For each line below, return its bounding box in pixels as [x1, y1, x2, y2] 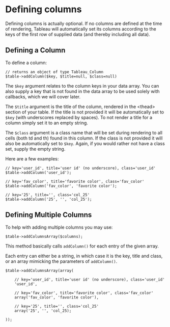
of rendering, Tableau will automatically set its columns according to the [5, 25, 156, 32]
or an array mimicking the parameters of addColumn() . [5, 258, 118, 264]
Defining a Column [5, 46, 66, 54]
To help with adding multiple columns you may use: [5, 224, 113, 230]
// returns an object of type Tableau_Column [5, 69, 103, 74]
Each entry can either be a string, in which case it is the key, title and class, [5, 253, 163, 259]
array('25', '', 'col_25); [14, 308, 72, 313]
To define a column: [5, 60, 47, 66]
